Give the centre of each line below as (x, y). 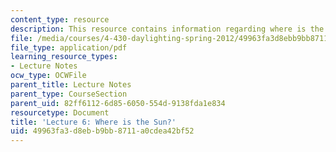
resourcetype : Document (60, 112)
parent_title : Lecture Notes (71, 85)
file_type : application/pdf (69, 47)
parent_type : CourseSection (69, 94)
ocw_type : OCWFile (48, 76)
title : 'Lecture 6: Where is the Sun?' (93, 122)
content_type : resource (60, 19)
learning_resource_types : (64, 57)
